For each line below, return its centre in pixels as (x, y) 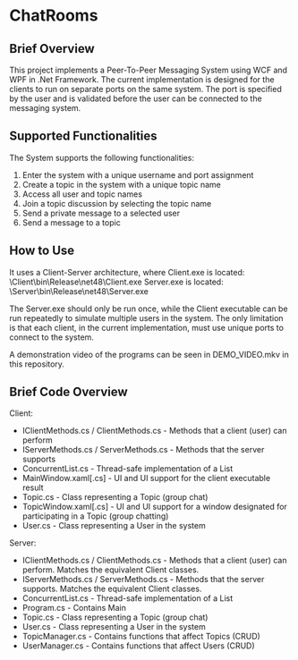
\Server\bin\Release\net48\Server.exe (79, 291)
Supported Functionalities (84, 136)
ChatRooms (54, 16)
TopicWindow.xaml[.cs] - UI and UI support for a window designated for (155, 507)
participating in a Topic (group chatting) (95, 516)
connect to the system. (51, 337)
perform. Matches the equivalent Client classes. (111, 570)
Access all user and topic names (82, 194)
